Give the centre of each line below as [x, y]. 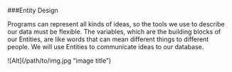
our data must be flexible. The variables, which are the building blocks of [114, 32]
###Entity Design [33, 10]
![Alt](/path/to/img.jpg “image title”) [59, 61]
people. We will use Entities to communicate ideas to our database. [106, 47]
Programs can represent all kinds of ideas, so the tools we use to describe [116, 24]
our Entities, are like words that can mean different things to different [108, 39]
